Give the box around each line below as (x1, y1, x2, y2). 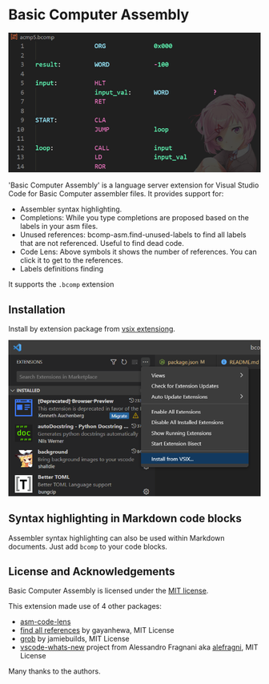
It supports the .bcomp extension (8, 280, 114, 289)
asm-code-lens (19, 617, 71, 626)
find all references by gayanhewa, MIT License (19, 626, 175, 635)
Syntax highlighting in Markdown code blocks (8, 512, 243, 525)
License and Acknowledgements (8, 565, 175, 578)
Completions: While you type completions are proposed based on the (19, 213, 250, 223)
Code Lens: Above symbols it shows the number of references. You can (19, 247, 258, 257)
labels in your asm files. (19, 222, 98, 231)
